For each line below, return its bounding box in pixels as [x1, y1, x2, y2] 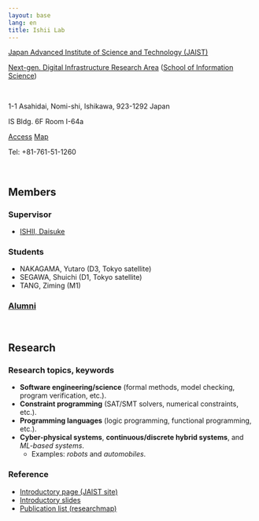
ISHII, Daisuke [19, 227, 65, 237]
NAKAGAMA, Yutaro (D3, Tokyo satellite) [19, 264, 152, 273]
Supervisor [8, 209, 52, 220]
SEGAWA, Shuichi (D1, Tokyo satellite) [19, 273, 142, 282]
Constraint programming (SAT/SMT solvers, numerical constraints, [19, 399, 239, 409]
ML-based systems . [19, 441, 85, 450]
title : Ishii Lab [8, 26, 65, 34]
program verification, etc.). [19, 391, 107, 401]
